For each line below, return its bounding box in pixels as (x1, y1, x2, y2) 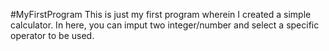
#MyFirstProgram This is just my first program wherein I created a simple (10, 9, 312, 20)
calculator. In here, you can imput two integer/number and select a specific (10, 19, 320, 31)
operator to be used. (10, 30, 95, 41)
